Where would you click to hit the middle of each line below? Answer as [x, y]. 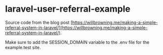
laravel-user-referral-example [68, 9]
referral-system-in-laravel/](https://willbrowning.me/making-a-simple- [77, 27]
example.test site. [23, 47]
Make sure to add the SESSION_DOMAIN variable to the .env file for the [77, 42]
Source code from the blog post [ [39, 22]
